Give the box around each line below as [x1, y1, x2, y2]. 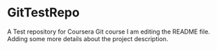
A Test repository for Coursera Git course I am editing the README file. [7, 27, 210, 36]
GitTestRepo [7, 5, 80, 21]
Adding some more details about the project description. [7, 34, 168, 42]
